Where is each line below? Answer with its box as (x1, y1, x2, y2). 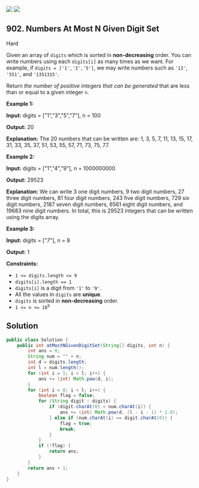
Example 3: (6, 225, 35, 232)
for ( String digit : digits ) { (38, 398, 117, 405)
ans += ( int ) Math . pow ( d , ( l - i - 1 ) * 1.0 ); (59, 409, 179, 415)
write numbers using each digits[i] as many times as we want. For (6, 58, 174, 65)
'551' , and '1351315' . (6, 70, 59, 77)
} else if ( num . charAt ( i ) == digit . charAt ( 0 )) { (49, 415, 173, 421)
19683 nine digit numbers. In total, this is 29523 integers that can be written (6, 207, 194, 214)
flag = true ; (59, 420, 93, 426)
